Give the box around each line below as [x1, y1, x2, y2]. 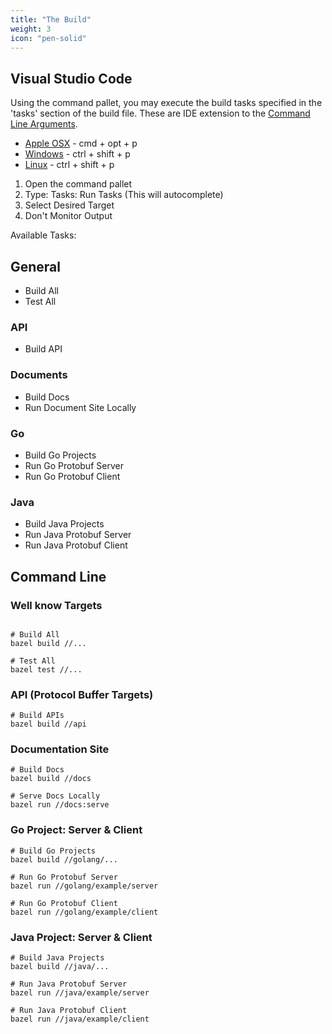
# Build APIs [10, 711, 65, 721]
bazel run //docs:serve [10, 800, 110, 810]
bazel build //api [10, 719, 87, 730]
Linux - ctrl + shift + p [24, 159, 115, 171]
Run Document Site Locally [24, 401, 137, 413]
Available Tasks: [10, 229, 77, 241]
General [10, 258, 62, 275]
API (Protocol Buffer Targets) [10, 687, 154, 701]
